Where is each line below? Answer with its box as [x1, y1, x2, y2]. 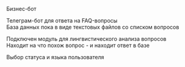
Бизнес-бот [6, 5, 37, 12]
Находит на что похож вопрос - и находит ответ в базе [6, 42, 150, 49]
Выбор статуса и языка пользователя [6, 54, 104, 60]
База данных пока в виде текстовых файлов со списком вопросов [6, 24, 180, 30]
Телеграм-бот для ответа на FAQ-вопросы [6, 17, 118, 24]
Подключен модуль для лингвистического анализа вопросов [6, 35, 167, 42]
